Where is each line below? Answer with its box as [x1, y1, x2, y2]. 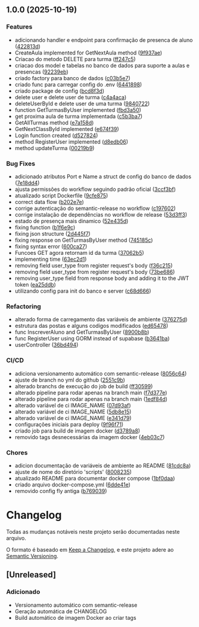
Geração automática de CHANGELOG [14, 607, 107, 615]
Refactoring [6, 302, 42, 311]
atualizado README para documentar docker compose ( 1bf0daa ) [14, 474, 175, 482]
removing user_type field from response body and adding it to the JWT [14, 275, 189, 282]
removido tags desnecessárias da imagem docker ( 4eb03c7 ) [14, 433, 165, 440]
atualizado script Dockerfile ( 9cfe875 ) [14, 191, 108, 199]
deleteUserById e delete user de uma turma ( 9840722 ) [14, 100, 150, 107]
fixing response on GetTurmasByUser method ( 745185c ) [14, 236, 153, 244]
